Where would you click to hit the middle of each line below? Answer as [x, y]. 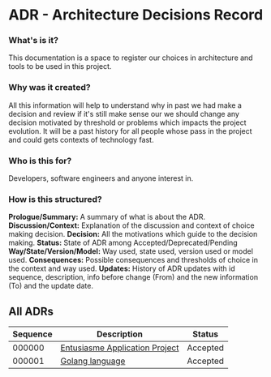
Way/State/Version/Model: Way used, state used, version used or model [131, 251]
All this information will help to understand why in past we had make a [125, 105]
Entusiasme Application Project [120, 348]
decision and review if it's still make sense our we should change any [124, 114]
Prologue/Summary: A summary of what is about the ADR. [107, 217]
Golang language [93, 361]
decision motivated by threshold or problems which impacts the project [127, 122]
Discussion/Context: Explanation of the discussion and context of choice [131, 225]
